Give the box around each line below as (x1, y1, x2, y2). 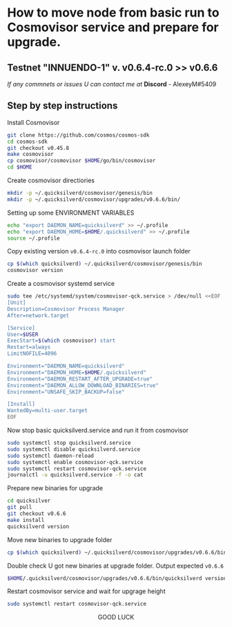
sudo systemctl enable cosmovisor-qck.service (7, 459, 144, 465)
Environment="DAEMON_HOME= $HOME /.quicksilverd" (7, 369, 147, 376)
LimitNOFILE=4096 (7, 350, 57, 357)
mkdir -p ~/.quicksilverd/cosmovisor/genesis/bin (7, 190, 153, 197)
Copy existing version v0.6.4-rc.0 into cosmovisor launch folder (7, 247, 191, 255)
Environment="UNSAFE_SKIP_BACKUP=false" (7, 388, 126, 395)
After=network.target (7, 312, 70, 319)
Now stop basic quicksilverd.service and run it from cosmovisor (7, 426, 188, 434)
